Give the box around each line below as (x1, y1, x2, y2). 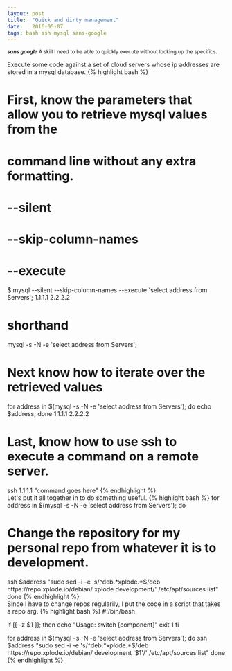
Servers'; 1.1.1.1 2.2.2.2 (7, 293, 71, 301)
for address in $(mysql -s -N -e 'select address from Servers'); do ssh (7, 634, 208, 642)
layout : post (7, 10, 45, 17)
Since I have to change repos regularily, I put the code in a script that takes (7, 600, 221, 608)
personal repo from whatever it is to (7, 539, 217, 555)
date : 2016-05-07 (7, 23, 64, 30)
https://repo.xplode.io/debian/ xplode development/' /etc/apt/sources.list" (7, 584, 219, 593)
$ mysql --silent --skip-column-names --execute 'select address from (7, 285, 208, 294)
